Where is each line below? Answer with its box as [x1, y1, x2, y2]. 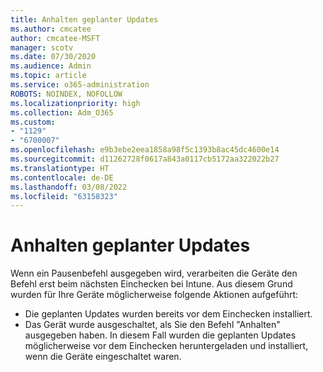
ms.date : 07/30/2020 [10, 52, 97, 62]
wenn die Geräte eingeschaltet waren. [24, 351, 182, 363]
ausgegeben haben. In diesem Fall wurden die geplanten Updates [24, 329, 297, 341]
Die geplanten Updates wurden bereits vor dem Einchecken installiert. [24, 308, 313, 320]
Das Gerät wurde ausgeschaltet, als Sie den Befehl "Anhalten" [24, 319, 281, 331]
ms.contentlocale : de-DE [10, 172, 114, 183]
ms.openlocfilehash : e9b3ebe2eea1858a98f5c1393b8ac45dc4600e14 [10, 145, 280, 155]
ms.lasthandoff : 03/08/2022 [10, 182, 128, 192]
